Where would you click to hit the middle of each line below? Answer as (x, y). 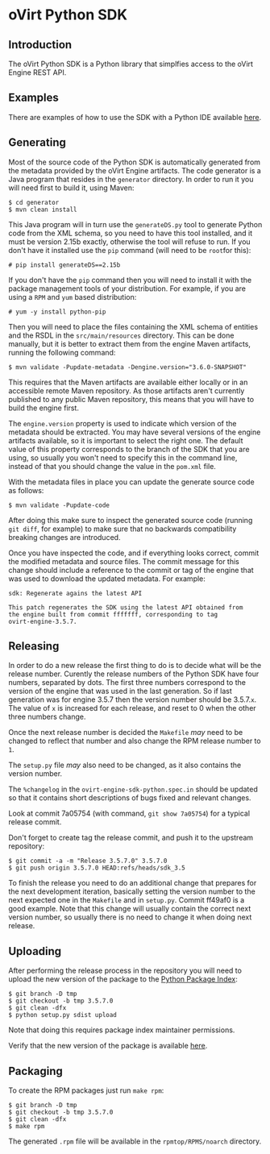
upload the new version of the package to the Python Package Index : (123, 979)
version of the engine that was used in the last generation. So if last (120, 691)
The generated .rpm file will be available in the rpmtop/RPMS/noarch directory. (135, 1141)
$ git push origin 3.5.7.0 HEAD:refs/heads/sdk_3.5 (97, 868)
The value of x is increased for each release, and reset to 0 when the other (132, 708)
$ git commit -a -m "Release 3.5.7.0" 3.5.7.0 (88, 861)
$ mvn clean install (43, 210)
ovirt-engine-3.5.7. (43, 621)
